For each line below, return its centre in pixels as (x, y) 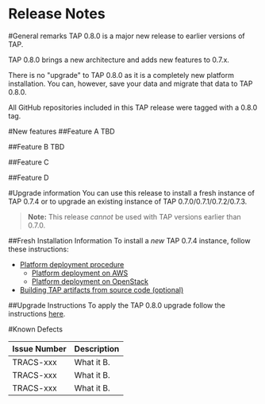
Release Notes (57, 14)
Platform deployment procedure (72, 264)
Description (97, 348)
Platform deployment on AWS (80, 273)
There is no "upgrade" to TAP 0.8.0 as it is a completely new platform (121, 75)
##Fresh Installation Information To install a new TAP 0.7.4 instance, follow (130, 240)
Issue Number (40, 348)
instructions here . (37, 313)
